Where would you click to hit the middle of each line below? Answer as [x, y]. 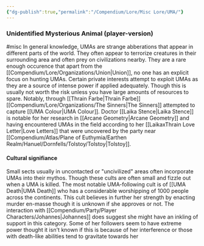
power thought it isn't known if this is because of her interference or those [100, 230]
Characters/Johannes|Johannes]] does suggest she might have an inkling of [102, 217]
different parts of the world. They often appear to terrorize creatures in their [101, 53]
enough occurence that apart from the [54, 66]
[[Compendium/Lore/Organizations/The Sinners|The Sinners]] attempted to [101, 105]
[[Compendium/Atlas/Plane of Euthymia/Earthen [66, 137]
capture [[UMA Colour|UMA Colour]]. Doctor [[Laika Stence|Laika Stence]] [100, 111]
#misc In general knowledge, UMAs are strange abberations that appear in [100, 46]
